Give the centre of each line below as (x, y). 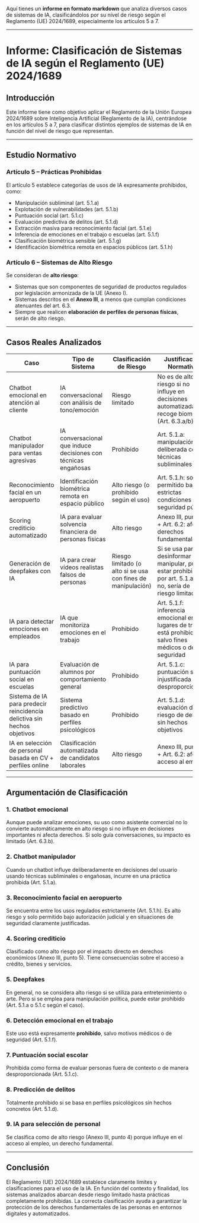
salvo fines (172, 640)
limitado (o (127, 563)
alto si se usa (130, 571)
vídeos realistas (82, 567)
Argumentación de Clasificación (67, 792)
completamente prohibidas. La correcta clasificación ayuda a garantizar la (97, 1200)
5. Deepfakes (25, 980)
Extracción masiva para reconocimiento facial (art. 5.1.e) (83, 228)
